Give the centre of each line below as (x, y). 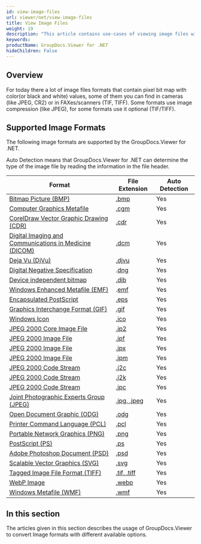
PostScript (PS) (31, 444)
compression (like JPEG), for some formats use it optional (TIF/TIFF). (91, 109)
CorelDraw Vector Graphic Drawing (59, 219)
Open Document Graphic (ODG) (54, 414)
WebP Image (27, 483)
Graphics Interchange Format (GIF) (58, 309)
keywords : (19, 40)
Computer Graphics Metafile (49, 209)
